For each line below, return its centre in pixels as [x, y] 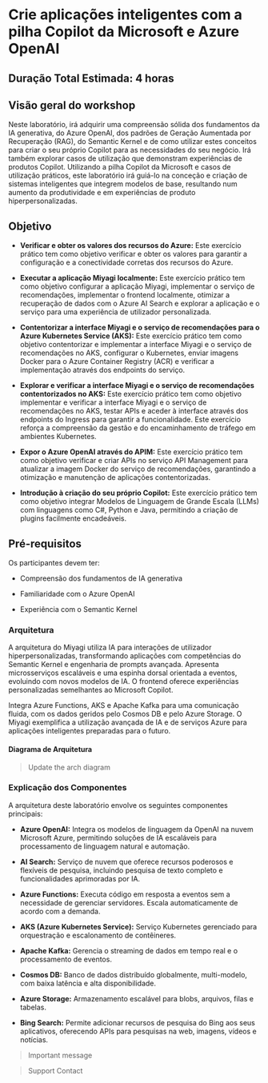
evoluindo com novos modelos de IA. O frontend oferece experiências [124, 681]
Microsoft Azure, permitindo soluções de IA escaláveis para [118, 837]
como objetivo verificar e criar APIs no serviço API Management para [134, 461]
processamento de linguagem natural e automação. [105, 846]
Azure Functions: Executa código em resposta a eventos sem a [125, 894]
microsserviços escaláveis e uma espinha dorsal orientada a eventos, [123, 673]
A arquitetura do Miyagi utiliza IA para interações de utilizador [110, 647]
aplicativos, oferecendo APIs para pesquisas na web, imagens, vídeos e [138, 1031]
